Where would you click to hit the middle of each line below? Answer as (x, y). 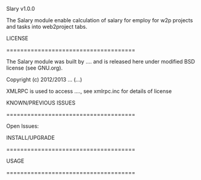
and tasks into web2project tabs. (47, 27)
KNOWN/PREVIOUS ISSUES (41, 103)
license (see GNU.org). (35, 68)
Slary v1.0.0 (20, 9)
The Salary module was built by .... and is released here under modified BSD (101, 61)
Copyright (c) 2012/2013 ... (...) (44, 79)
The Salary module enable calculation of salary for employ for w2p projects (100, 20)
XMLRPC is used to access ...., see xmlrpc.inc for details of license (89, 91)
